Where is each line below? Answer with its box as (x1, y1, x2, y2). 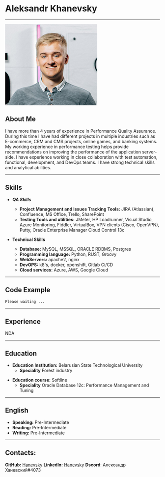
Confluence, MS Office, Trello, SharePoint (19, 211, 104, 217)
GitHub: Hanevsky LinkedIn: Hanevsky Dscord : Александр (5, 462, 126, 468)
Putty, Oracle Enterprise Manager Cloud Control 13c (19, 227, 125, 233)
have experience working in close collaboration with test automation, (18, 154, 158, 160)
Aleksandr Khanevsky (5, 3, 97, 14)
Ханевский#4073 (5, 467, 41, 473)
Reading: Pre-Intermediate (12, 424, 67, 430)
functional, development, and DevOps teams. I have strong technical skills (5, 159, 155, 165)
